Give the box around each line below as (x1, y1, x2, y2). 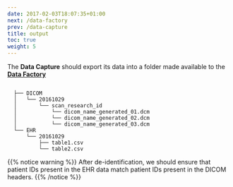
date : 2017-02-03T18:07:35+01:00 (7, 10, 106, 18)
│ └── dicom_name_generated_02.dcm (13, 114, 150, 121)
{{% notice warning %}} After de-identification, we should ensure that (7, 158, 211, 166)
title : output (7, 30, 49, 37)
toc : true (7, 37, 37, 44)
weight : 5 (7, 43, 37, 50)
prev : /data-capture (7, 23, 68, 30)
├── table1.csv (38, 139, 83, 146)
